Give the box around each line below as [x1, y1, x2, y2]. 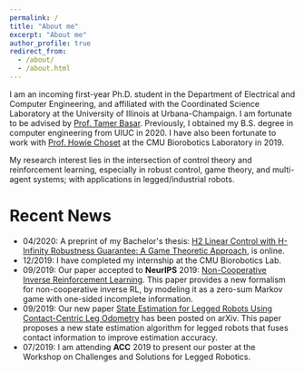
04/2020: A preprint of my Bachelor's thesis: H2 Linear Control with [22, 235, 277, 246]
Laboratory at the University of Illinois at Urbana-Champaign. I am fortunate [9, 108, 292, 119]
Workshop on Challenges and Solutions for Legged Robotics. [22, 351, 251, 362]
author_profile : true [9, 38, 92, 48]
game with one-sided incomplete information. [22, 293, 193, 304]
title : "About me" [9, 22, 79, 31]
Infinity [22, 245, 49, 256]
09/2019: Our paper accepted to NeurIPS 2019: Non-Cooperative [22, 264, 268, 275]
